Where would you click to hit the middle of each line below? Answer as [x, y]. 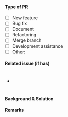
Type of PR [17, 7]
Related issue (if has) [27, 64]
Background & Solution [29, 99]
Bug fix [20, 24]
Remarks [15, 110]
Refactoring [24, 35]
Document [23, 29]
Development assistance [37, 46]
